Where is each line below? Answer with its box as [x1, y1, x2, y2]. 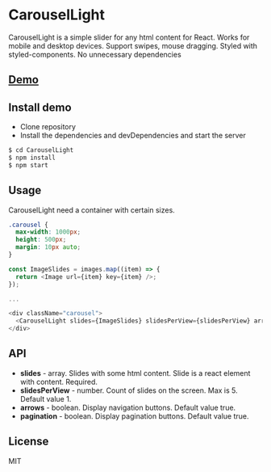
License [8, 435, 49, 449]
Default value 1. [19, 394, 72, 403]
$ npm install [8, 154, 56, 162]
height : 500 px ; [15, 236, 67, 244]
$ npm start [8, 161, 48, 169]
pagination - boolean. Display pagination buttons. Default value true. [19, 411, 249, 421]
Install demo [8, 100, 72, 114]
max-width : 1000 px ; [15, 228, 81, 236]
